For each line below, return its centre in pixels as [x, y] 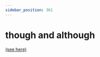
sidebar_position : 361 [29, 10]
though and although [50, 35]
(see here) [16, 49]
